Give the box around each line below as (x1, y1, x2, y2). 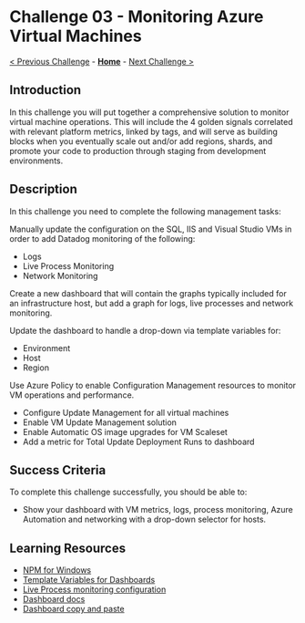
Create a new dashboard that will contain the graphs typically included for (9, 287, 287, 298)
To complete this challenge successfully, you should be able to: (9, 486, 248, 498)
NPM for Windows (22, 565, 92, 576)
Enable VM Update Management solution (22, 417, 178, 428)
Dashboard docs (22, 594, 86, 605)
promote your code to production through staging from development (9, 145, 267, 156)
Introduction (9, 82, 82, 98)
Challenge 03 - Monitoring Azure (9, 6, 264, 27)
